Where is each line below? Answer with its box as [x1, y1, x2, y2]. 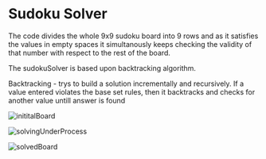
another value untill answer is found [8, 95, 126, 105]
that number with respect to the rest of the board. [8, 48, 171, 57]
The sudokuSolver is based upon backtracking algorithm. [8, 63, 197, 72]
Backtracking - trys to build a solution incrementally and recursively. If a [8, 79, 244, 88]
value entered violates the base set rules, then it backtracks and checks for [8, 87, 256, 96]
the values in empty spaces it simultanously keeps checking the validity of [8, 39, 252, 48]
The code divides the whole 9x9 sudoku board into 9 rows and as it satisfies [8, 31, 259, 41]
